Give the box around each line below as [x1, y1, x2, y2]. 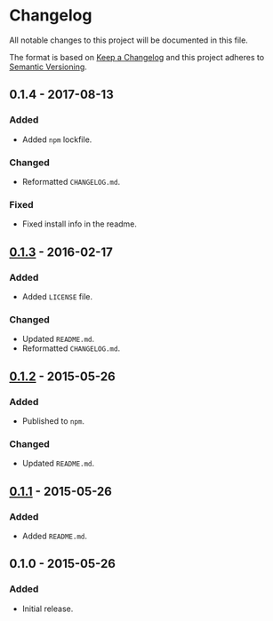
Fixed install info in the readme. [21, 219, 138, 229]
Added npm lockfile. [21, 134, 92, 145]
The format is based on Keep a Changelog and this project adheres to [9, 52, 265, 62]
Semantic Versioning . [9, 61, 87, 72]
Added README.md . [21, 530, 87, 541]
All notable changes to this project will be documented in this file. [9, 35, 249, 45]
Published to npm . [21, 415, 85, 426]
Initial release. [21, 603, 74, 614]
